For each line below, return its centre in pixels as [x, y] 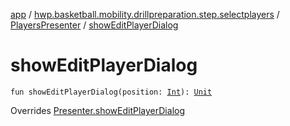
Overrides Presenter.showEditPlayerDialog [97, 110]
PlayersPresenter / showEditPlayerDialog [94, 25]
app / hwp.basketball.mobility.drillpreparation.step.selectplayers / [145, 14]
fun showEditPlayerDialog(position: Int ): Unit [111, 92]
